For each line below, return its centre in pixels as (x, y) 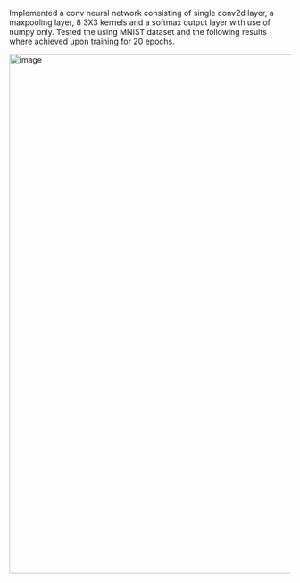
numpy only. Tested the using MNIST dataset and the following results (138, 32)
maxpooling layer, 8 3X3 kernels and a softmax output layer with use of (140, 22)
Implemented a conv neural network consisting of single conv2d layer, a (142, 13)
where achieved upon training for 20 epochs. (92, 41)
